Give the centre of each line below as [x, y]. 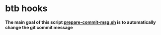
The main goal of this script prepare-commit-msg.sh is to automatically [80, 22]
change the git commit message [39, 27]
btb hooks [26, 9]
